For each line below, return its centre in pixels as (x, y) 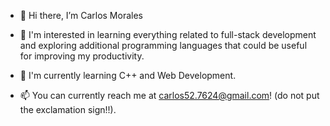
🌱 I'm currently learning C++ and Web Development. (128, 75)
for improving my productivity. (82, 56)
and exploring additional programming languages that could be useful (163, 45)
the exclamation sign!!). (68, 109)
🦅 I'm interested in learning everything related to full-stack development (168, 34)
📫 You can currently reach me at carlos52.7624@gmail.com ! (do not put (169, 95)
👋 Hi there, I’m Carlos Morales (81, 15)
